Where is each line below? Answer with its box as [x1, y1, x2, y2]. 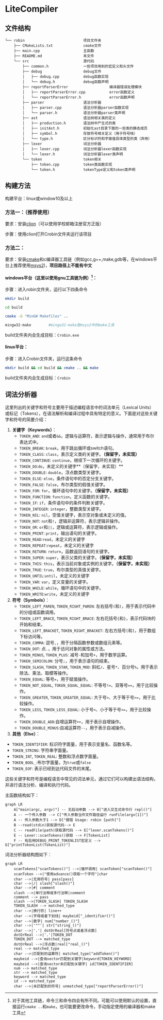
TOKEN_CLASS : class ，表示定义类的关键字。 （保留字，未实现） [19, 451, 140, 457]
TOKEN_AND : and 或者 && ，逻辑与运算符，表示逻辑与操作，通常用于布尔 [19, 433, 154, 439]
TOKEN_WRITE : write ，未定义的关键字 [19, 591, 90, 597]
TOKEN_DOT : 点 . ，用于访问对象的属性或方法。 [19, 645, 108, 651]
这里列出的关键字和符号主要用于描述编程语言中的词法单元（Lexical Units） [5, 404, 154, 410]
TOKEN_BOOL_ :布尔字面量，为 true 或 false [12, 759, 91, 765]
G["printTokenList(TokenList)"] [5, 842, 70, 847]
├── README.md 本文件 [14, 54, 95, 58]
